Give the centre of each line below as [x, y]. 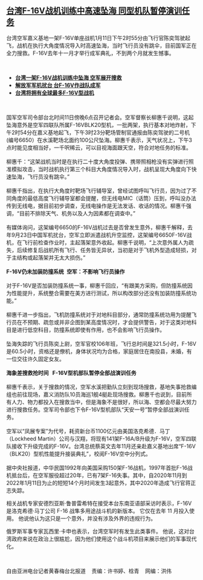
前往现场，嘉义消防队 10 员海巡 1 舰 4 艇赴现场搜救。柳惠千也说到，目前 [102, 394]
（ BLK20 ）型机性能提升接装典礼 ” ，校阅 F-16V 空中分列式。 [79, 454]
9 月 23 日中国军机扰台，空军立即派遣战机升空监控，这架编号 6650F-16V [99, 235]
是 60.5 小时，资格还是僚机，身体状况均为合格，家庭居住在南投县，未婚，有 [99, 351]
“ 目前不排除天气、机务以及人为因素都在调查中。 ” [76, 213]
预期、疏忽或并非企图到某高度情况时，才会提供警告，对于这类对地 [109, 322]
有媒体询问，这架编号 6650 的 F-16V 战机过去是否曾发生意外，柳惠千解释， [97, 227]
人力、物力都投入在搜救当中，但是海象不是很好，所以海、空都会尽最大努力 [104, 402]
